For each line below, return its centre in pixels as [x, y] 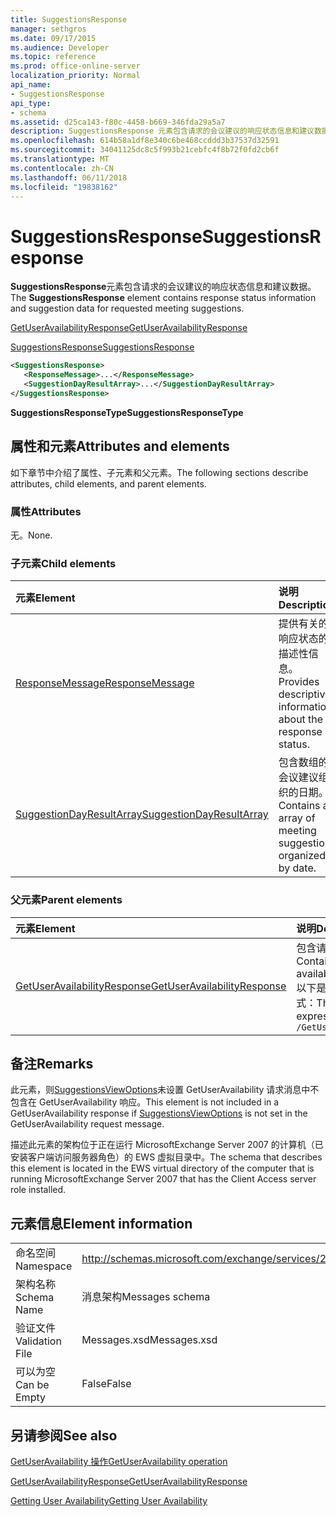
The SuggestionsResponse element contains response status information [163, 298]
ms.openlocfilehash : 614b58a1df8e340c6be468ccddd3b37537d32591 [145, 141]
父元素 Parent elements [66, 900]
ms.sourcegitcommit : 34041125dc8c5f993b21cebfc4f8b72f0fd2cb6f [145, 150]
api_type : [31, 103]
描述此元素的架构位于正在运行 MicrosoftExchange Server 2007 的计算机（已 [167, 1145]
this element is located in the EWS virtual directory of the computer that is [162, 1168]
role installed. [38, 1190]
